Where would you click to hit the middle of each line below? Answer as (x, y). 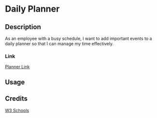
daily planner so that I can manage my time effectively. (59, 44)
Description (23, 27)
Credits (16, 99)
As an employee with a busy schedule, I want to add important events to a (78, 38)
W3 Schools (17, 110)
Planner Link (17, 67)
